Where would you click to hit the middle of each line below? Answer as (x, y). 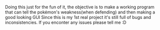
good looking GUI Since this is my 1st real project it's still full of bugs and (78, 17)
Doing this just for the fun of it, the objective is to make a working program (80, 7)
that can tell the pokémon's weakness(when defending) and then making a (80, 12)
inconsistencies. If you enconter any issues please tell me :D (66, 22)
